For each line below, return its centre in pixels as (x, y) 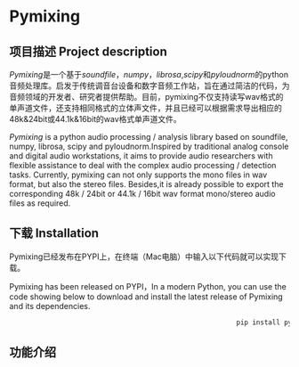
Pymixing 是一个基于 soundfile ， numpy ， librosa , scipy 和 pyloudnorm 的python (149, 74)
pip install (258, 322)
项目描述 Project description (88, 51)
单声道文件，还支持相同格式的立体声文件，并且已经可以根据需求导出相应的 (145, 108)
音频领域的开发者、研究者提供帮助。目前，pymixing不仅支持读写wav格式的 (146, 97)
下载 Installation (54, 233)
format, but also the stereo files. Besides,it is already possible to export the (146, 184)
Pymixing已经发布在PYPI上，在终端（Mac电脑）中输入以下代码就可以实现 (144, 257)
